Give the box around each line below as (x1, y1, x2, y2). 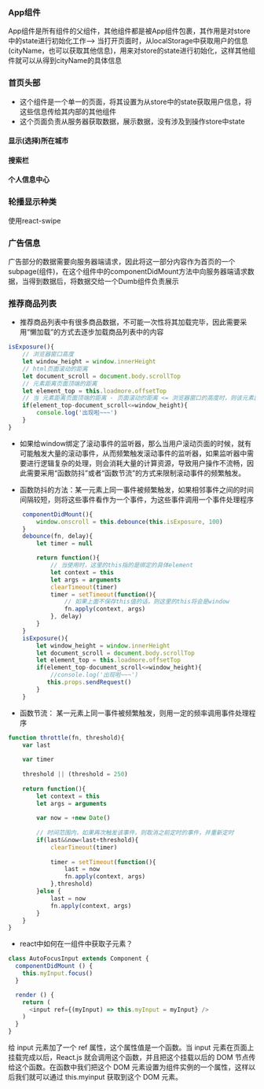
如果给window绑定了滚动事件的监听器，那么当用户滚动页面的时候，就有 (19, 438, 252, 448)
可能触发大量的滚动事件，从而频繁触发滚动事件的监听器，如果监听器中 (19, 449, 247, 458)
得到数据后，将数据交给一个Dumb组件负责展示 (28, 276, 179, 286)
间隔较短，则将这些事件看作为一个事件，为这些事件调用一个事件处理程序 (19, 494, 254, 504)
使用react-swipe (8, 216, 61, 225)
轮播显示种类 (8, 197, 57, 208)
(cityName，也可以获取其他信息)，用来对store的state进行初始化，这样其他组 (8, 46, 256, 56)
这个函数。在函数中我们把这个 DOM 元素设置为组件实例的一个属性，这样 (14, 1062, 249, 1072)
